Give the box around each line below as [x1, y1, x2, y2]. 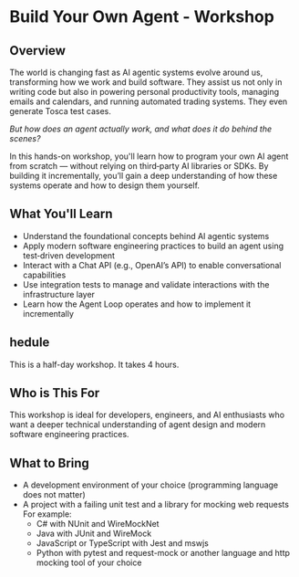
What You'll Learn [9, 206, 113, 222]
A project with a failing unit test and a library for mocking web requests [22, 499, 290, 510]
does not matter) [22, 489, 87, 500]
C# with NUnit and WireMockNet [36, 519, 160, 530]
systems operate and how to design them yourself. [9, 180, 201, 191]
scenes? [9, 133, 41, 143]
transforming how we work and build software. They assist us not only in [9, 77, 283, 88]
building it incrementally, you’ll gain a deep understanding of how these [9, 171, 278, 181]
